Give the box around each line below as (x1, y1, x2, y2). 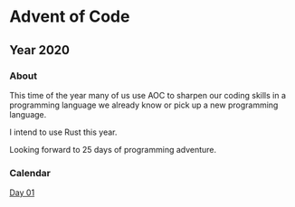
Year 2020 (9, 42, 71, 58)
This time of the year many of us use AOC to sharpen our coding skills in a (9, 89, 287, 100)
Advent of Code (9, 6, 130, 27)
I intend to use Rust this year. (9, 127, 118, 137)
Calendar (9, 166, 52, 179)
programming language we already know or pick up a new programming (9, 99, 279, 110)
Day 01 (9, 187, 35, 198)
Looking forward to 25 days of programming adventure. (9, 144, 217, 155)
